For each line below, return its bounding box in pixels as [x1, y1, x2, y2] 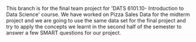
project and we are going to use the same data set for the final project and [6, 17, 187, 24]
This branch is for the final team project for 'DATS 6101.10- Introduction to [6, 5, 184, 12]
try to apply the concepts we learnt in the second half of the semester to [6, 23, 182, 30]
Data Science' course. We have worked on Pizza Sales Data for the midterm [6, 11, 190, 18]
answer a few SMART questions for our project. [6, 29, 122, 36]
